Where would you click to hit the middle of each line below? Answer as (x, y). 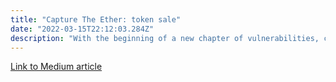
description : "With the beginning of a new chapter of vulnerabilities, (165, 38)
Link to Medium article (56, 67)
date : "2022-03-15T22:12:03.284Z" (82, 29)
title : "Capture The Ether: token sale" (96, 19)
